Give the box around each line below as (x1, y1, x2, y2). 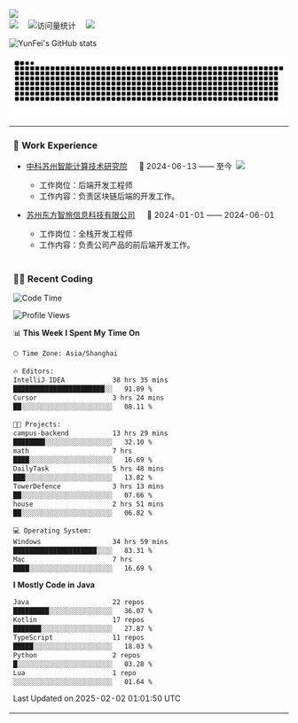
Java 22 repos (12, 598, 145, 607)
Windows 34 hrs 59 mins (12, 538, 169, 547)
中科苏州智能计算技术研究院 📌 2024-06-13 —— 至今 (26, 160, 232, 171)
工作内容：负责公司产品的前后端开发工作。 (39, 239, 195, 250)
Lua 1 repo (12, 669, 137, 678)
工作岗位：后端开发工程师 (39, 179, 133, 190)
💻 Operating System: (12, 526, 92, 535)
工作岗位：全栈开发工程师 (39, 228, 133, 238)
